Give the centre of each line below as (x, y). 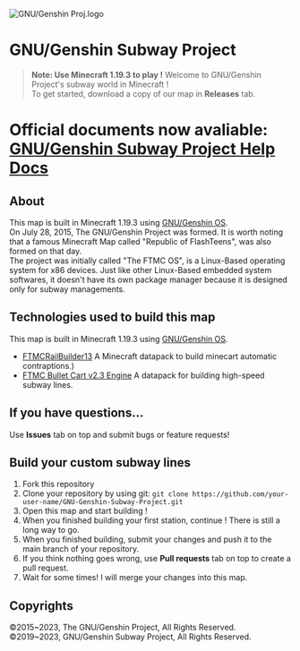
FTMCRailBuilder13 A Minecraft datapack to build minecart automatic (150, 356)
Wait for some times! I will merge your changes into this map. (135, 578)
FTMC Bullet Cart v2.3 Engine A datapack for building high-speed (143, 375)
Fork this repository (58, 484)
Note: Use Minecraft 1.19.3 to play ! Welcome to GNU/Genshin (146, 74)
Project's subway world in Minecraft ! (100, 84)
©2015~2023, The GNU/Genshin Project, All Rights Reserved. (123, 628)
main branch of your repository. (81, 549)
